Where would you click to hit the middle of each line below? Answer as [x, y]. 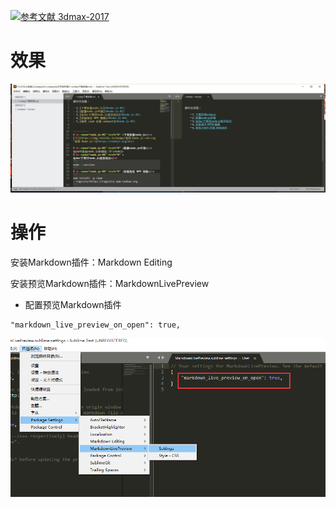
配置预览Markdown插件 [73, 305]
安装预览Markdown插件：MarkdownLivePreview [110, 284]
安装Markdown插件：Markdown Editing [91, 262]
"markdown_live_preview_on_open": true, [96, 325]
